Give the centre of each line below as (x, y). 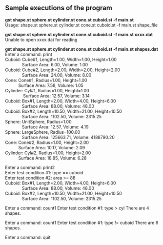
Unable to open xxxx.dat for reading (41, 40)
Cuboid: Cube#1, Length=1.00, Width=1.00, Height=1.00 (61, 59)
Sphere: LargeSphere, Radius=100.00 (43, 132)
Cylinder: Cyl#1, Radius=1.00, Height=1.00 (47, 90)
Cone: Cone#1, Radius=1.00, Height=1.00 (46, 80)
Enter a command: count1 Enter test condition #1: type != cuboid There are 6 (82, 223)
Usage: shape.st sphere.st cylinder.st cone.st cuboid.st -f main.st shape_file (81, 25)
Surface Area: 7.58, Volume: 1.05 (51, 85)
